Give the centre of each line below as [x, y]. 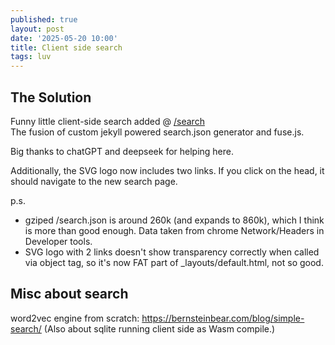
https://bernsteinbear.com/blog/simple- [223, 318]
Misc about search [69, 294]
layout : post [37, 29]
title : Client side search [66, 47]
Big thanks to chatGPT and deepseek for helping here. [122, 151]
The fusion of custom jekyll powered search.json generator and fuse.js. [157, 132]
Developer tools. [58, 241]
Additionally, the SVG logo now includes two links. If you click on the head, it [167, 170]
